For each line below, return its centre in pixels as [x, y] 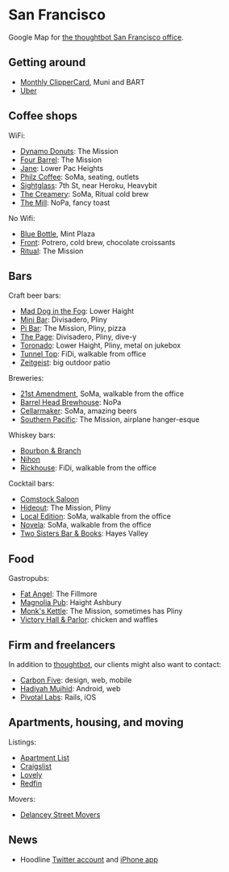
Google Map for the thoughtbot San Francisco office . [96, 37]
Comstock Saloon [49, 499]
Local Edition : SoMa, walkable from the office [96, 516]
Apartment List [45, 757]
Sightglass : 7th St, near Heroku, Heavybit [88, 185]
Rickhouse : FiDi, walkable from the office [88, 468]
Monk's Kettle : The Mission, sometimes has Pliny [101, 611]
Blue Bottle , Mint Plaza [57, 234]
